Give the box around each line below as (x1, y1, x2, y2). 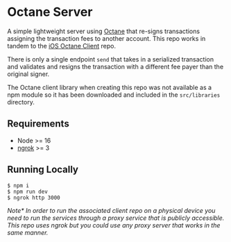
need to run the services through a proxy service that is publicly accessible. (7, 214, 225, 222)
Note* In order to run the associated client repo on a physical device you (7, 206, 216, 214)
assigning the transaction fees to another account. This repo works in (7, 34, 206, 42)
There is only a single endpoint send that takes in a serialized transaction (7, 55, 214, 63)
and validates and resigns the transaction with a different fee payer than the (7, 62, 224, 71)
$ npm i (7, 182, 30, 189)
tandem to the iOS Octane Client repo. (7, 41, 117, 50)
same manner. (7, 228, 49, 236)
